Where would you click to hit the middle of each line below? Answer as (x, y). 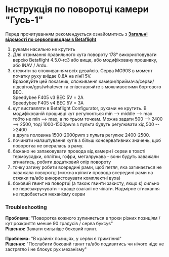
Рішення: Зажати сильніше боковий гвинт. (51, 229)
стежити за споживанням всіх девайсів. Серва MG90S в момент (82, 70)
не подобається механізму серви (49, 194)
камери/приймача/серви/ (126, 81)
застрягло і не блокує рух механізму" (46, 249)
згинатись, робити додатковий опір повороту (62, 162)
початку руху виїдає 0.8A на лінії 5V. (52, 76)
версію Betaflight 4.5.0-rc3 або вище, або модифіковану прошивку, (85, 60)
